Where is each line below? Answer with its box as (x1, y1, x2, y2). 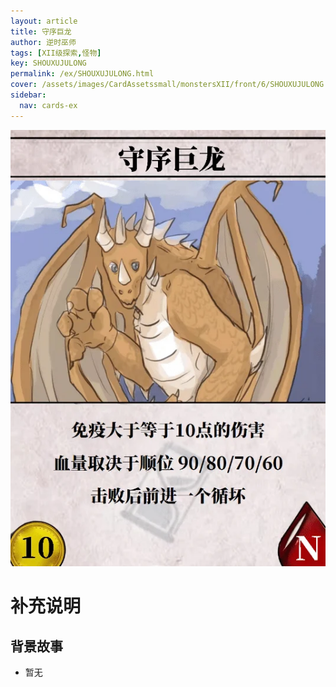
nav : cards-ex (19, 100, 78, 110)
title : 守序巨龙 (10, 26, 72, 37)
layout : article (10, 16, 78, 26)
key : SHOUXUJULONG (10, 58, 87, 69)
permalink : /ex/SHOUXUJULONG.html (10, 69, 155, 79)
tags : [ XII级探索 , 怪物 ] (10, 48, 102, 58)
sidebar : (10, 90, 47, 100)
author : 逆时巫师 (10, 37, 77, 47)
